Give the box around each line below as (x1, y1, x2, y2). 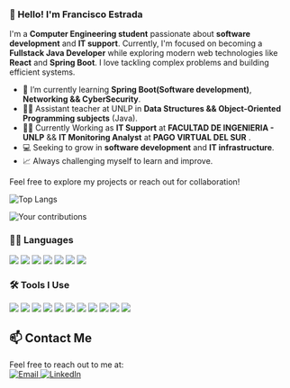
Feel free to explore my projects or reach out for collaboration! (9, 176, 240, 187)
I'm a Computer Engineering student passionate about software (9, 29, 250, 40)
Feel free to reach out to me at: (9, 359, 124, 370)
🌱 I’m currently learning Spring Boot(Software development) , (22, 85, 252, 95)
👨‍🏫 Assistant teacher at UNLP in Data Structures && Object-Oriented (22, 104, 282, 114)
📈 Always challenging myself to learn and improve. (22, 156, 213, 167)
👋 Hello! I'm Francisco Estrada (9, 8, 143, 21)
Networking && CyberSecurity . (22, 94, 141, 104)
